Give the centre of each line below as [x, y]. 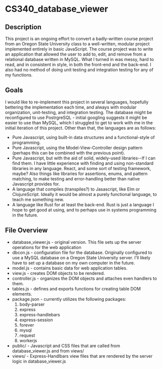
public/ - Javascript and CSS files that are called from [66, 346]
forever [27, 325]
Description [23, 27]
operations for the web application [47, 247]
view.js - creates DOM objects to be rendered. [58, 273]
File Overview [26, 230]
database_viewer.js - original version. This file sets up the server [77, 242]
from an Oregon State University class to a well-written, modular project [77, 44]
